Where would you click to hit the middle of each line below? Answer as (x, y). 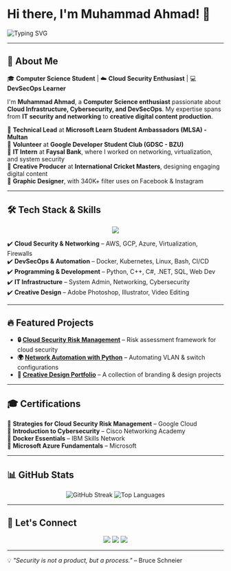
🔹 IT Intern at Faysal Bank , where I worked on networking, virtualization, (110, 152)
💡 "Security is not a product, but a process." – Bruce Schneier (95, 560)
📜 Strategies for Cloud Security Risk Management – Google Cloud (102, 424)
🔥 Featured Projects (51, 322)
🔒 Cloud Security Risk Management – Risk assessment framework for (117, 340)
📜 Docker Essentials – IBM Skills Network (66, 439)
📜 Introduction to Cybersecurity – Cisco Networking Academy (96, 431)
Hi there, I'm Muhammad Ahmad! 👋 (109, 14)
